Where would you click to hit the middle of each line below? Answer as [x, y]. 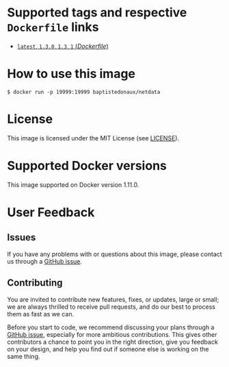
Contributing [35, 283]
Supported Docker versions [87, 166]
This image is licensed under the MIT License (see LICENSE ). [93, 138]
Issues [22, 238]
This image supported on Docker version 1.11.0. [73, 185]
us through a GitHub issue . [45, 261]
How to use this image [71, 74]
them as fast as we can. [40, 314]
